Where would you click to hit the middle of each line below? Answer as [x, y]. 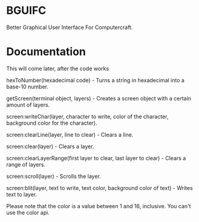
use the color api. [28, 212]
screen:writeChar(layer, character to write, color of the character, [87, 116]
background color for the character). [52, 123]
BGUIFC [26, 11]
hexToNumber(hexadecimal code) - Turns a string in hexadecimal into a [95, 80]
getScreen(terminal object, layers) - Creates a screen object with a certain [99, 98]
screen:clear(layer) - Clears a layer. [50, 146]
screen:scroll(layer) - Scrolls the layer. [54, 176]
